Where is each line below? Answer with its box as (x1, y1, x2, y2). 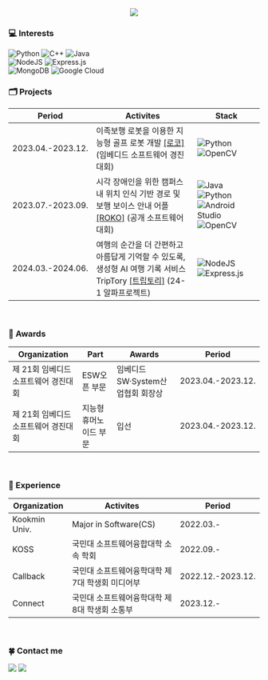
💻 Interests (8, 27, 54, 38)
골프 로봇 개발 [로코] (112, 137, 185, 148)
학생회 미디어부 (86, 578, 141, 589)
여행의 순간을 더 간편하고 (96, 239, 183, 250)
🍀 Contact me (8, 646, 64, 657)
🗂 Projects (8, 86, 53, 98)
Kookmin (12, 514, 45, 525)
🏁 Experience (8, 479, 61, 490)
